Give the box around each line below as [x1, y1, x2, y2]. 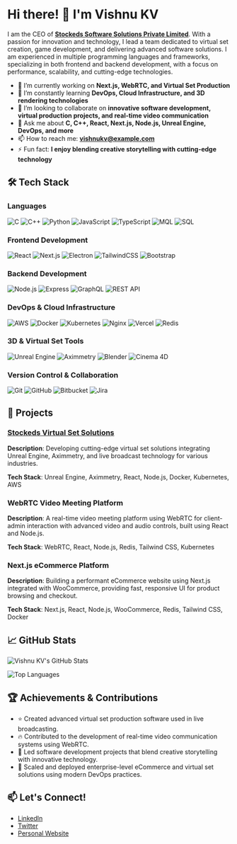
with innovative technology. [17, 755, 98, 764]
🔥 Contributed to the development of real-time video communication [17, 732, 218, 741]
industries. [7, 459, 38, 467]
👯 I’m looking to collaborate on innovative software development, [17, 103, 211, 112]
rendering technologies [17, 96, 88, 105]
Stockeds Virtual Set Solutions [7, 428, 115, 438]
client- [204, 514, 223, 523]
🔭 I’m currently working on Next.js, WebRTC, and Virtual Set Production [17, 81, 231, 89]
